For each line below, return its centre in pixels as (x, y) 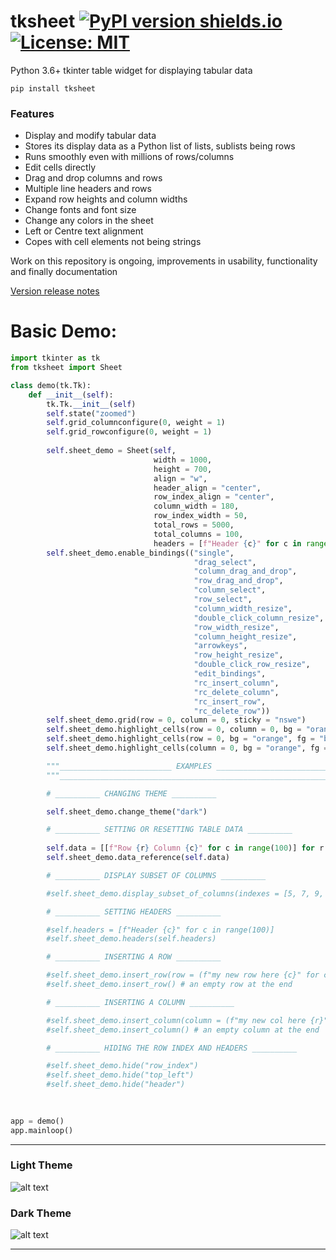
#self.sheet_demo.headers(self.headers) (131, 939)
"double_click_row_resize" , (252, 665)
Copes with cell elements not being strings (113, 242)
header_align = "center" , (207, 488)
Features (32, 113)
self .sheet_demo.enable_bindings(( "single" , (140, 553)
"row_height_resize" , (238, 655)
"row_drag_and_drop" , (238, 581)
